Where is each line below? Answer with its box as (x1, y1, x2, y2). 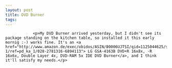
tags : (5, 17, 17, 22)
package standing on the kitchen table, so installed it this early (5, 35, 155, 41)
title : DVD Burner (5, 12, 45, 17)
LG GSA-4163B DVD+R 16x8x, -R (88, 49, 153, 54)
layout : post (5, 7, 33, 13)
